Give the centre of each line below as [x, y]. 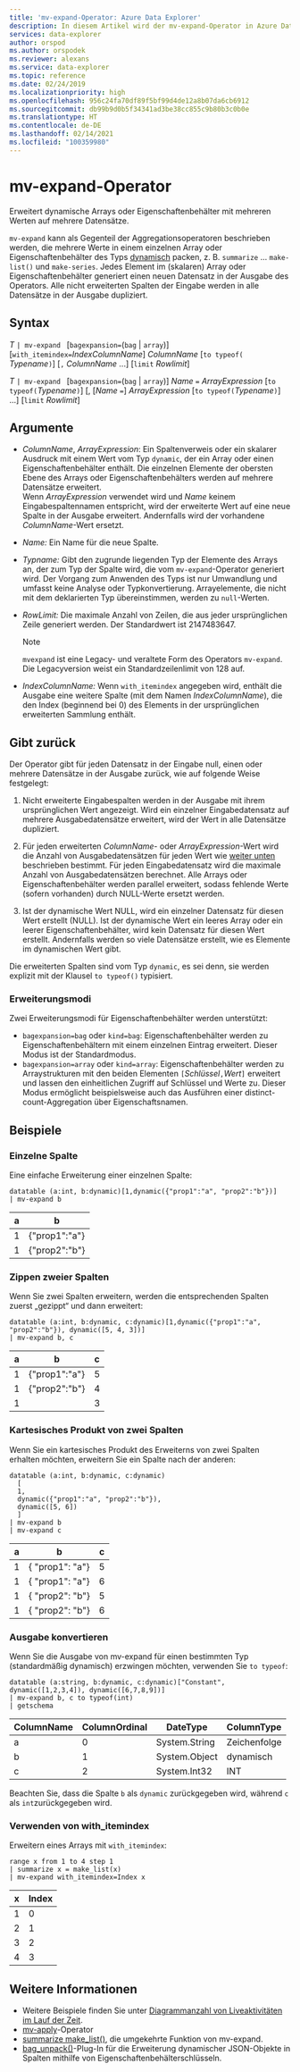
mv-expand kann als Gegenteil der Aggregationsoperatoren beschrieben [140, 238]
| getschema [31, 1706]
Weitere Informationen [74, 1989]
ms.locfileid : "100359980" [59, 142]
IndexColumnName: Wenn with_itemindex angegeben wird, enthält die [152, 686]
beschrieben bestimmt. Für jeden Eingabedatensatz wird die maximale [151, 865]
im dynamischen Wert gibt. [72, 949]
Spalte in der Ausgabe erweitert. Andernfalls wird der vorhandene [143, 516]
